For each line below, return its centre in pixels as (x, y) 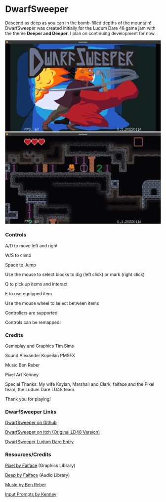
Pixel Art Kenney (22, 375)
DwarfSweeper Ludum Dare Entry (40, 442)
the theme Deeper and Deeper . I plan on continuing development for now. (80, 33)
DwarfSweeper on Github (31, 423)
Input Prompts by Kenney (31, 494)
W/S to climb (18, 255)
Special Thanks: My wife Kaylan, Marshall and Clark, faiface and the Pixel (80, 384)
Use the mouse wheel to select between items (52, 303)
